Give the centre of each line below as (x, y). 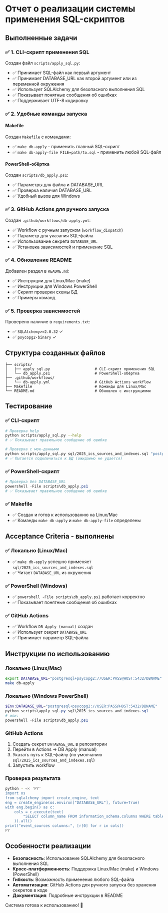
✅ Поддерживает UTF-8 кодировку (50, 100)
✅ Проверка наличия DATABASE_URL (52, 190)
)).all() (23, 821)
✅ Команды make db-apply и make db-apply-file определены (76, 521)
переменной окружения (38, 84)
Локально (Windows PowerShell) (47, 696)
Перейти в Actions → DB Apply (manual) (54, 749)
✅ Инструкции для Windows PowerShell (54, 286)
